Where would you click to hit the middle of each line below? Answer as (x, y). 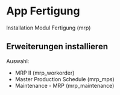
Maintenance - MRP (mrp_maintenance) (65, 85)
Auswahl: (18, 61)
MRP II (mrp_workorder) (45, 73)
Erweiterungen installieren (57, 47)
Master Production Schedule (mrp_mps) (65, 79)
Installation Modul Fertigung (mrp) (49, 28)
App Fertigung (43, 11)
